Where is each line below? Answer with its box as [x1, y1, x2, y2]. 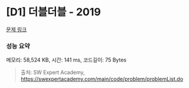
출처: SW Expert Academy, [20, 69, 85, 76]
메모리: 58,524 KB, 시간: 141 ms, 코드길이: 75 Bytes [6, 56, 127, 63]
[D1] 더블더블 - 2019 [6, 5, 102, 19]
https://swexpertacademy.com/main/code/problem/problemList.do [20, 76, 184, 83]
